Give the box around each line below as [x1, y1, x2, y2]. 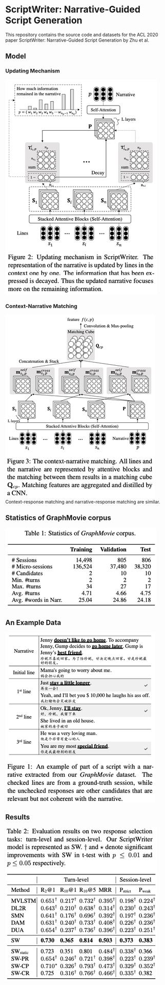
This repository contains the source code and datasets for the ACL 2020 [5, 31, 158, 38]
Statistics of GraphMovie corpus [5, 513, 111, 523]
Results [5, 813, 30, 821]
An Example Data [5, 618, 61, 627]
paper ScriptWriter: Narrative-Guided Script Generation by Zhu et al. [5, 37, 150, 43]
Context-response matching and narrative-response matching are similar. [5, 498, 160, 505]
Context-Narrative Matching [5, 302, 78, 310]
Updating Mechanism [5, 67, 60, 75]
